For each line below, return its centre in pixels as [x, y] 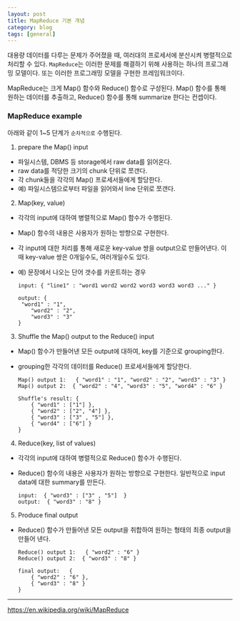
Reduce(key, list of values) [57, 443]
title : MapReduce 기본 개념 [46, 21]
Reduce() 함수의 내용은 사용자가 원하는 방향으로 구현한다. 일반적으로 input [121, 473]
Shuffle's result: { [48, 398]
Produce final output [48, 515]
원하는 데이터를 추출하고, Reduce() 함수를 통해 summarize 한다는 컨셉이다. [112, 97]
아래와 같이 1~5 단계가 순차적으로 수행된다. [65, 132]
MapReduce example [45, 116]
